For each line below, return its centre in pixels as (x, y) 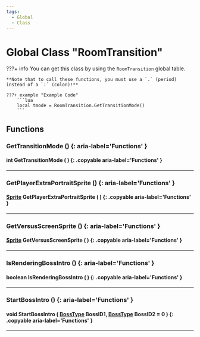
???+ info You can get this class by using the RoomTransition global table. (96, 68)
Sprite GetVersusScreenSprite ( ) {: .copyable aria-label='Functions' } (94, 240)
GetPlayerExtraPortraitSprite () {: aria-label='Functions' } (91, 183)
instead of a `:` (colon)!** (42, 85)
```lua (25, 101)
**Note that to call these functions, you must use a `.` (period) (92, 80)
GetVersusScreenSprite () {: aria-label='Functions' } (83, 226)
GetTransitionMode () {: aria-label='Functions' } (77, 146)
